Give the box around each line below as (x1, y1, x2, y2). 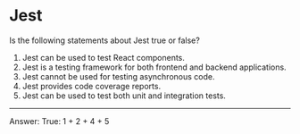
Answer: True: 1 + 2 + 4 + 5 (9, 115, 110, 126)
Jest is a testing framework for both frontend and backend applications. (21, 62, 287, 72)
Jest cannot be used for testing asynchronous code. (21, 71, 215, 81)
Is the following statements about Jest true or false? (9, 35, 201, 46)
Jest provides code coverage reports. (21, 80, 162, 91)
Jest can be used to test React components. (21, 52, 186, 63)
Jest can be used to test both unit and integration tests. (21, 90, 226, 101)
